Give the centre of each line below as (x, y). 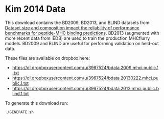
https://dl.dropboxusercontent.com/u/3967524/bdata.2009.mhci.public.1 (85, 68)
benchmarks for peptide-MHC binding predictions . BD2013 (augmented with (82, 33)
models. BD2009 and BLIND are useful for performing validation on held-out (82, 43)
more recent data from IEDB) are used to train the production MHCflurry (78, 38)
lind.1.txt (21, 94)
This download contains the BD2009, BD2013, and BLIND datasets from (77, 23)
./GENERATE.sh (20, 112)
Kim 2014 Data (35, 9)
